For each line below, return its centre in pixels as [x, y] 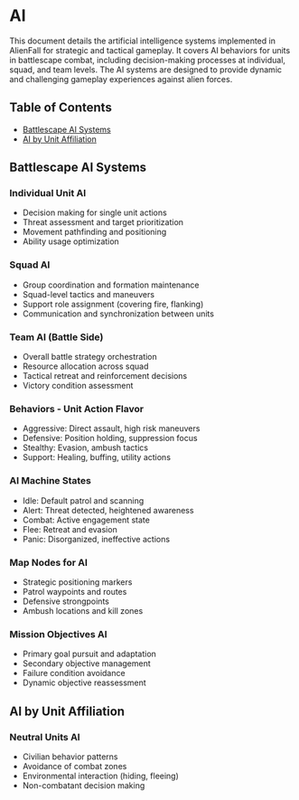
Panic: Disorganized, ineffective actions [96, 539]
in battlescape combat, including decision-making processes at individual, [148, 60]
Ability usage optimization [70, 241]
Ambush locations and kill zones [83, 610]
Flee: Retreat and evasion [70, 529]
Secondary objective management [86, 664]
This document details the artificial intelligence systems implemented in [142, 41]
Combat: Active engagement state [86, 520]
